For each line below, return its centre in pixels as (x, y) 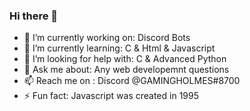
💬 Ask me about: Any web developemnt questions (126, 70)
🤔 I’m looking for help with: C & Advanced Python (125, 59)
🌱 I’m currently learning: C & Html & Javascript (119, 48)
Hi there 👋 (34, 16)
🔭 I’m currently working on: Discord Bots (107, 38)
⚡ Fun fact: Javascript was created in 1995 (111, 96)
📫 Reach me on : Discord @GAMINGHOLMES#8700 (132, 81)
